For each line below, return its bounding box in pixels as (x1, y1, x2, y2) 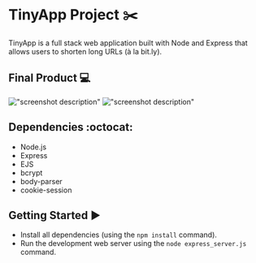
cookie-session (20, 185, 72, 195)
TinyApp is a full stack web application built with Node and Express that (8, 37, 248, 48)
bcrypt (20, 167, 43, 178)
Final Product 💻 (8, 71, 91, 85)
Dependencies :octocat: (8, 120, 133, 134)
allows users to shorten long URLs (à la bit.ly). (8, 46, 163, 56)
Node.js (20, 142, 47, 152)
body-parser (20, 176, 63, 186)
